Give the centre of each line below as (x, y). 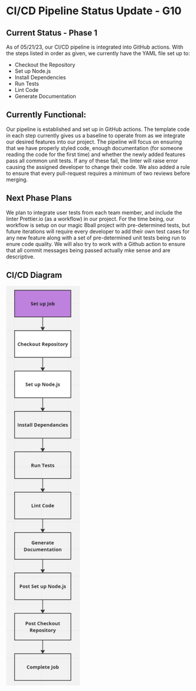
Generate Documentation (45, 96)
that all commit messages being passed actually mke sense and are (88, 250)
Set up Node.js (33, 71)
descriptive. (21, 257)
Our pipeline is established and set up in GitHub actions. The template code (98, 129)
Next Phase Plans (39, 198)
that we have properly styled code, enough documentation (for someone (94, 148)
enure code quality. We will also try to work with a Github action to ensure (96, 244)
